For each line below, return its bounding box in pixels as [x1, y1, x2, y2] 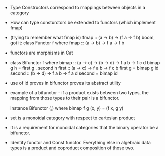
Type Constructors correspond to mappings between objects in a [10, 5, 146, 10]
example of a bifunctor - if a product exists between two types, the [10, 90, 149, 95]
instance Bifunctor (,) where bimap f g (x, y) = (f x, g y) [10, 105, 124, 111]
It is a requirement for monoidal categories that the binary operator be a [10, 125, 159, 130]
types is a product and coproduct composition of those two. [10, 145, 135, 151]
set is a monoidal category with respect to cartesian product [10, 115, 135, 121]
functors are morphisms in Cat [10, 50, 73, 56]
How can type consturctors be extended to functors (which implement [10, 20, 156, 25]
